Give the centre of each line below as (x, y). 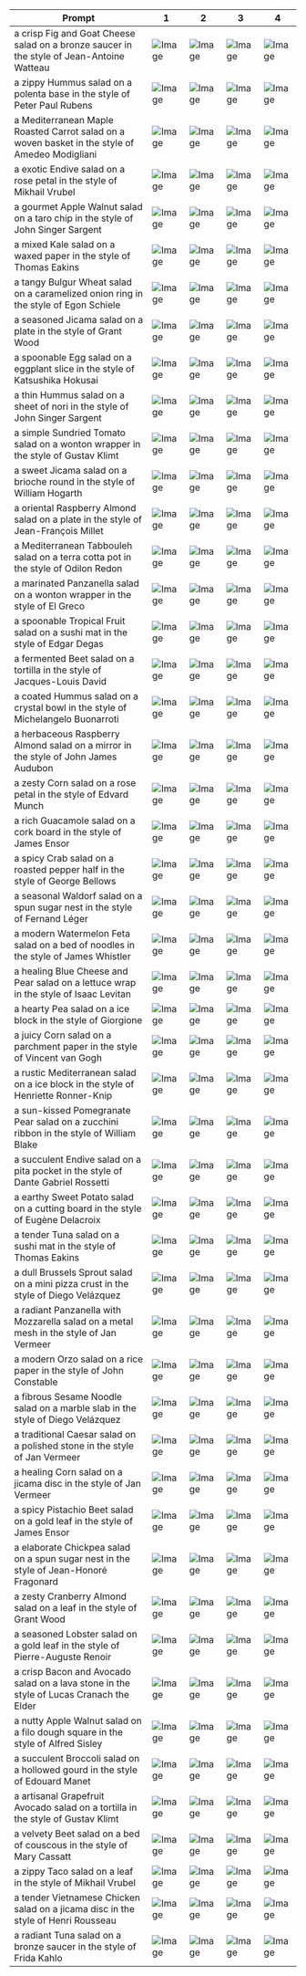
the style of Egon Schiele (67, 305)
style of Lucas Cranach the (71, 1694)
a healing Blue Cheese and (71, 971)
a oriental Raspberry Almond (75, 508)
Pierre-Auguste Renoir (63, 1657)
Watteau (32, 68)
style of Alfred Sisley (58, 1744)
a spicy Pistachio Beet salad (74, 1510)
